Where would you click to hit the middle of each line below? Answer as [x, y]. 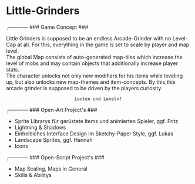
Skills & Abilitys [33, 175]
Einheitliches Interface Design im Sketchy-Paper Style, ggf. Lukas [94, 134]
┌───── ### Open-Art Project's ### [52, 110]
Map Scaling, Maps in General [51, 169]
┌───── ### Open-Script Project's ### [55, 157]
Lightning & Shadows [40, 127]
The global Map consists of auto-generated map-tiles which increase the [95, 57]
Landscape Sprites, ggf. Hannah [53, 139]
